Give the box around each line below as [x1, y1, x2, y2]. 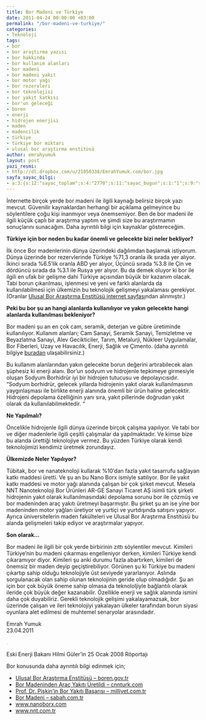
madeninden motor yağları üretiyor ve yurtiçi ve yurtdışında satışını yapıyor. [6, 506, 196, 513]
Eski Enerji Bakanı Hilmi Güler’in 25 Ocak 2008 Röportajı [6, 650, 148, 657]
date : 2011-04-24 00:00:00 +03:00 [6, 15, 95, 21]
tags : [6, 37, 20, 44]
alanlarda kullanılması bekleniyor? [6, 311, 96, 318]
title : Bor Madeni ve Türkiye [6, 9, 84, 15]
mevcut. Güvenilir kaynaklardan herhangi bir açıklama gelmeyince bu [6, 203, 181, 211]
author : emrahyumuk [6, 152, 56, 158]
